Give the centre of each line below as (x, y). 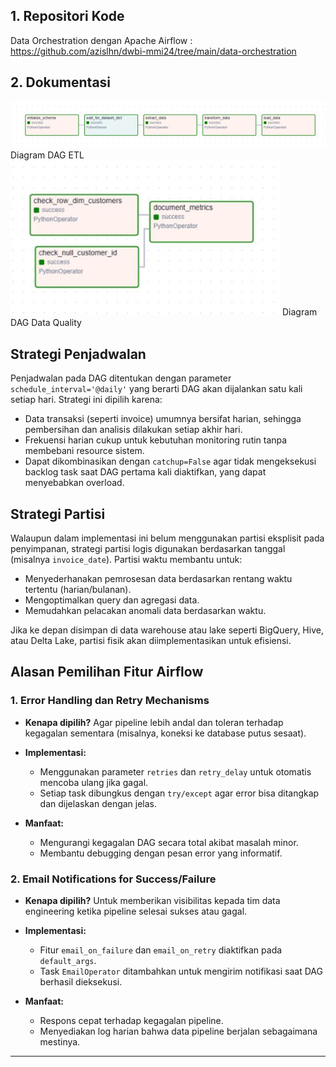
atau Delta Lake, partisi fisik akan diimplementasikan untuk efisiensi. (151, 641)
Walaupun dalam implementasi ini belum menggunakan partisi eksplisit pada (167, 538)
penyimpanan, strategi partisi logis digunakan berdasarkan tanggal (148, 549)
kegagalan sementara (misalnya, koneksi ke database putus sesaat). (165, 733)
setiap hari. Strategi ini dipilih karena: (86, 400)
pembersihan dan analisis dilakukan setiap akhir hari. (133, 430)
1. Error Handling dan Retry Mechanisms (110, 701)
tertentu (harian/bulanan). (78, 590)
